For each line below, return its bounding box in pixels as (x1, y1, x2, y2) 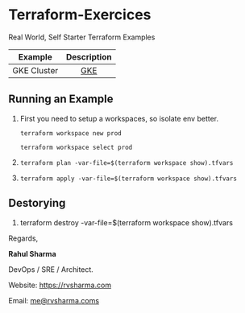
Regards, (8, 233, 39, 243)
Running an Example (8, 93, 114, 106)
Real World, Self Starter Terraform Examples (8, 32, 156, 42)
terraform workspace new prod (19, 129, 122, 138)
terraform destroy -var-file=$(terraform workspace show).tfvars (19, 217, 234, 227)
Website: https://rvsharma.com (8, 280, 111, 290)
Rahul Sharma (8, 249, 56, 258)
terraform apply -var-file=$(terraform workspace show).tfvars (19, 175, 238, 183)
